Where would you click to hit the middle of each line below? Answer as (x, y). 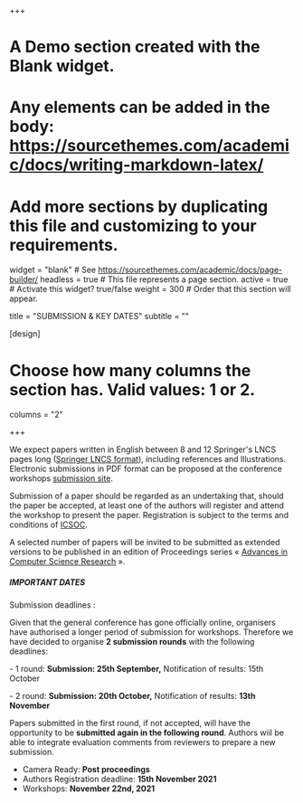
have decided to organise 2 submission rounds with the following (132, 642)
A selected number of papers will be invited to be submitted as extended (145, 543)
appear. (24, 298)
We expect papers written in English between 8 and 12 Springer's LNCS (143, 449)
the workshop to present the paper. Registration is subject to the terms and (149, 515)
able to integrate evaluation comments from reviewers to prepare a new (142, 742)
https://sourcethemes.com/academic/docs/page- (190, 270)
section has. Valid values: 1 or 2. (133, 389)
